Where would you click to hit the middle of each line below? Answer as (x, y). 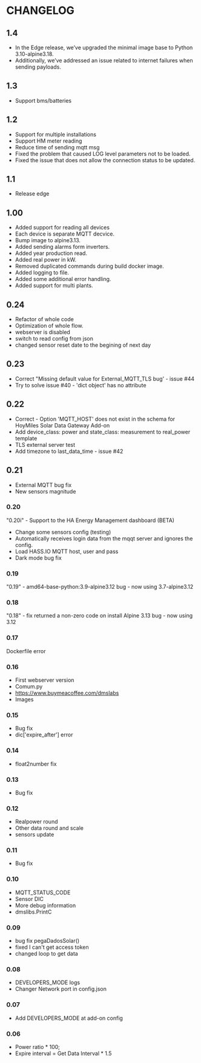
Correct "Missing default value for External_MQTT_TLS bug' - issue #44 (105, 379)
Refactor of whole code (44, 319)
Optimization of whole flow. (49, 326)
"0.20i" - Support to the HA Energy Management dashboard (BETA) (90, 520)
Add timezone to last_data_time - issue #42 (69, 451)
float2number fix (36, 764)
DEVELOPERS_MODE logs (48, 983)
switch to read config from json (54, 339)
